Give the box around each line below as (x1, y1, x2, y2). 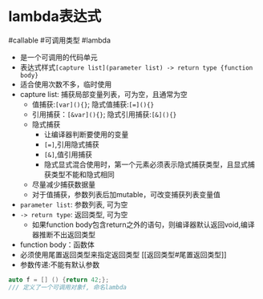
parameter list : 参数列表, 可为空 (19, 200, 128, 209)
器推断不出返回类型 (31, 229, 96, 239)
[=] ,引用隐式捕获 (43, 139, 99, 149)
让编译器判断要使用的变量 (43, 129, 129, 139)
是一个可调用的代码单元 (19, 52, 98, 62)
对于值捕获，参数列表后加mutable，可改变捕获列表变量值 (31, 189, 221, 199)
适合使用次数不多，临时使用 (19, 79, 112, 89)
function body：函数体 (19, 240, 95, 249)
